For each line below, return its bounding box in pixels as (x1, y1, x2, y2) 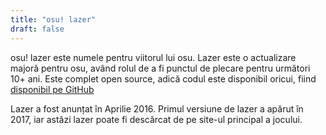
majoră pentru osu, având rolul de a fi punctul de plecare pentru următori (10, 62, 311, 74)
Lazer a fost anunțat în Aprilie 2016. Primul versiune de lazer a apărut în (10, 102, 304, 115)
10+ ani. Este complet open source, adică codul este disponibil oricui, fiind (10, 72, 317, 85)
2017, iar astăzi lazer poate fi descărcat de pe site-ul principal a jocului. (10, 113, 303, 125)
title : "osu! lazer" (10, 14, 97, 25)
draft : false (10, 24, 65, 34)
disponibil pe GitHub (10, 83, 95, 95)
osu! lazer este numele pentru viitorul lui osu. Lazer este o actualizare (10, 51, 297, 63)
